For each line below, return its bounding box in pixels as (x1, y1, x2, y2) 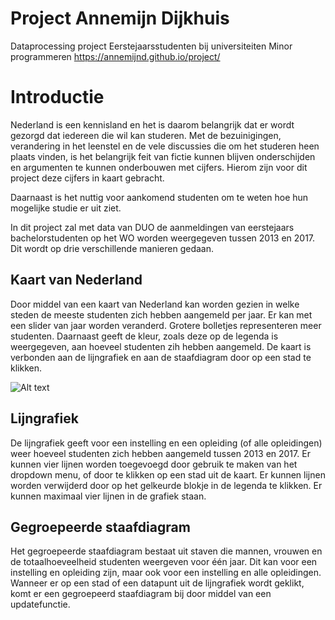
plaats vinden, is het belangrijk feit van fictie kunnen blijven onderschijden (10, 150, 316, 162)
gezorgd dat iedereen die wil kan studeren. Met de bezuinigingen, (10, 129, 282, 141)
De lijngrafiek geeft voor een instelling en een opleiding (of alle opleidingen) (10, 437, 323, 449)
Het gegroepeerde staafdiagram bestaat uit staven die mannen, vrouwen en (10, 545, 323, 557)
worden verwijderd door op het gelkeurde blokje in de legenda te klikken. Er (10, 479, 323, 491)
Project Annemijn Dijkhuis (10, 7, 230, 30)
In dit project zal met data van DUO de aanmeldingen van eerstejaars (10, 221, 295, 233)
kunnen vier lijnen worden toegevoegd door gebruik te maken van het (10, 458, 298, 470)
